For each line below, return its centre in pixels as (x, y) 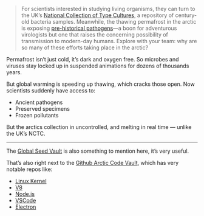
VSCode (25, 200)
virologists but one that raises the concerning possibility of (95, 35)
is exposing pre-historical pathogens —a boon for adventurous (99, 28)
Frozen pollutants (37, 115)
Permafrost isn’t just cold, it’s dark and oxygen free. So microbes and (93, 59)
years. (14, 72)
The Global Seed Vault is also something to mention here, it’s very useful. (98, 151)
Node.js (25, 194)
